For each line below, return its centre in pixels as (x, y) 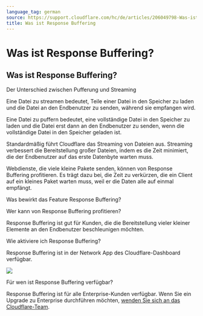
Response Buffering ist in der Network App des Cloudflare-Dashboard (93, 253)
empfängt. (19, 188)
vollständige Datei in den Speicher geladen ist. (64, 132)
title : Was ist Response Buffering (51, 23)
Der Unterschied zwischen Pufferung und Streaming (71, 90)
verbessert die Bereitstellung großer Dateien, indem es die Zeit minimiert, (97, 150)
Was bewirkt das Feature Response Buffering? (64, 199)
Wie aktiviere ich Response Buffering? (53, 241)
